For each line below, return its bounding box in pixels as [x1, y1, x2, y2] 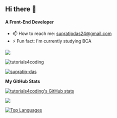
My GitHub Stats [5, 78, 40, 84]
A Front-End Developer [5, 18, 54, 25]
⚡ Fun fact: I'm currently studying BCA [12, 38, 91, 44]
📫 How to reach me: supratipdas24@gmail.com [12, 30, 112, 36]
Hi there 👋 [5, 5, 36, 13]
